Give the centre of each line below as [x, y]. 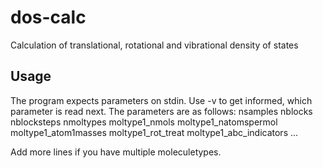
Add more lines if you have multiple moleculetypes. [116, 152]
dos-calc [48, 17]
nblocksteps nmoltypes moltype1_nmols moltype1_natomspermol [144, 122]
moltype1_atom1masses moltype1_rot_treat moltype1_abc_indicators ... [154, 132]
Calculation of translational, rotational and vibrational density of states [154, 45]
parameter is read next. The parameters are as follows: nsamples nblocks [161, 111]
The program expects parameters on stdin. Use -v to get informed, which [161, 100]
